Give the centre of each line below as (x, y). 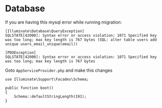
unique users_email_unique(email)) (41, 44)
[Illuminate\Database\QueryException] (45, 31)
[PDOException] (21, 53)
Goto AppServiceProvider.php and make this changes (59, 70)
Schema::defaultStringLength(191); (50, 96)
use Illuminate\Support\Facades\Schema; (47, 79)
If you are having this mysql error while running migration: (64, 22)
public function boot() (29, 88)
